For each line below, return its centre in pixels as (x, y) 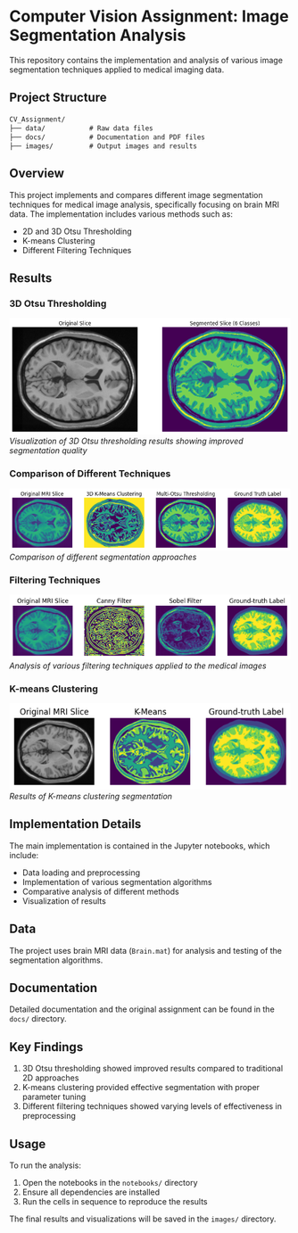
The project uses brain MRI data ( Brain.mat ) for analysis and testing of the (146, 950)
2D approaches (50, 1078)
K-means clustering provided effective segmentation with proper (141, 1088)
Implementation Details (75, 824)
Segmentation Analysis (98, 35)
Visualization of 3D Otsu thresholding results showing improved (126, 441)
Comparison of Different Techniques (90, 474)
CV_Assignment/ (37, 119)
